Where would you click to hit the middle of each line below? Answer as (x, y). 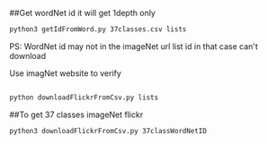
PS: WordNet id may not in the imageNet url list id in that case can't (134, 46)
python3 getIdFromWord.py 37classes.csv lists (98, 30)
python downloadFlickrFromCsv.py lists (84, 97)
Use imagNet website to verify (65, 73)
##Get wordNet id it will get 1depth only (82, 13)
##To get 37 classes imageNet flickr (76, 114)
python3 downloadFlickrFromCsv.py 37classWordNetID (108, 131)
